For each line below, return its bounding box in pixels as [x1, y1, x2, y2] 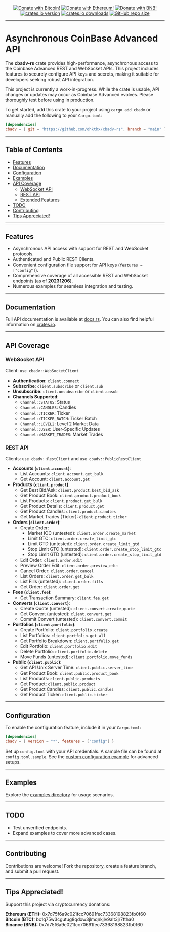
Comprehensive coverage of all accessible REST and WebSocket [12, 273, 148, 279]
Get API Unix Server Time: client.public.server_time [20, 664, 133, 671]
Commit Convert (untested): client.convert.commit [20, 616, 127, 622]
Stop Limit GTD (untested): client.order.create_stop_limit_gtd [27, 551, 162, 557]
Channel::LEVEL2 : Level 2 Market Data [20, 421, 99, 427]
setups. [5, 759, 21, 765]
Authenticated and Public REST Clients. [12, 256, 95, 263]
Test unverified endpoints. [12, 825, 67, 831]
